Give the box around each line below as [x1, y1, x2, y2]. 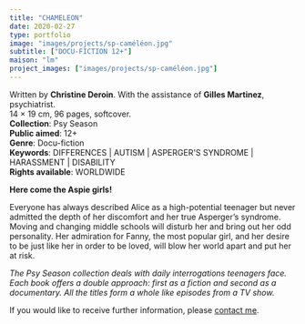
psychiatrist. [9, 98, 56, 109]
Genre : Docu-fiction [9, 137, 85, 148]
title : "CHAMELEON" [9, 13, 84, 23]
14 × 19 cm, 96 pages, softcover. [9, 108, 132, 119]
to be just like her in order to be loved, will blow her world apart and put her [9, 240, 292, 251]
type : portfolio [9, 30, 71, 39]
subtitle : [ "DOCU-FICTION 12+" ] [9, 47, 132, 56]
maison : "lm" [9, 56, 59, 65]
